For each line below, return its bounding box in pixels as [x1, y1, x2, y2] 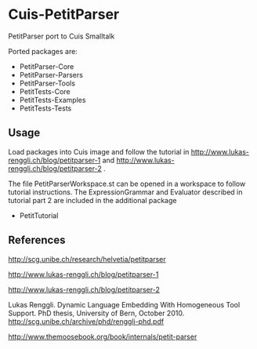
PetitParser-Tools [19, 78, 76, 88]
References [8, 234, 66, 247]
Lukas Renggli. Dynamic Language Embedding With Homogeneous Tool [8, 300, 241, 309]
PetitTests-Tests [19, 104, 72, 113]
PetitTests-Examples [19, 95, 86, 104]
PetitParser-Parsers [19, 70, 84, 79]
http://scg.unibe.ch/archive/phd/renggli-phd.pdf [8, 316, 165, 326]
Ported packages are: [8, 46, 78, 56]
